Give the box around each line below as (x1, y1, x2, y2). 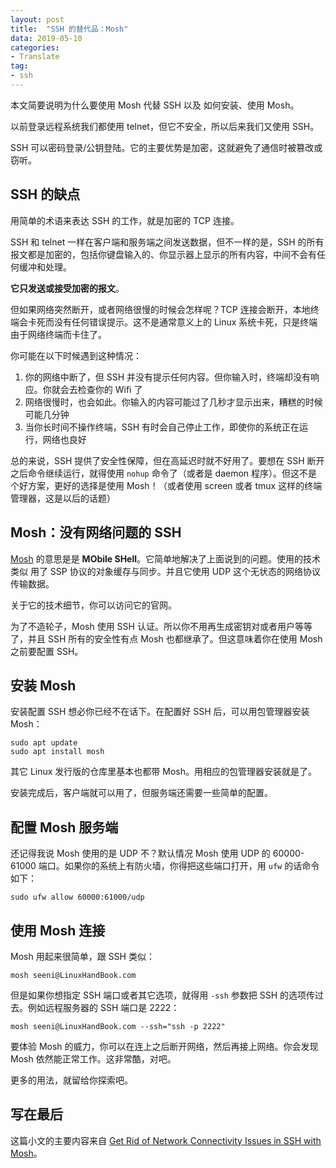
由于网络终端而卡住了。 (10, 328, 107, 340)
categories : (10, 42, 60, 53)
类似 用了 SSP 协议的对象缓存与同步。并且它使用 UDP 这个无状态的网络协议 (10, 565, 322, 577)
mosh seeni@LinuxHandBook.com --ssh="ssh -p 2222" (10, 1021, 226, 1031)
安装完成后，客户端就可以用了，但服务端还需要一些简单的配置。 (10, 787, 273, 799)
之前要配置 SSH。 (10, 645, 84, 657)
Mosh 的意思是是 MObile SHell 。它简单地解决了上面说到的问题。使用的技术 (10, 552, 322, 565)
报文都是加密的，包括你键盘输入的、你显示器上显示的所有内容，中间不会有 (10, 248, 317, 260)
